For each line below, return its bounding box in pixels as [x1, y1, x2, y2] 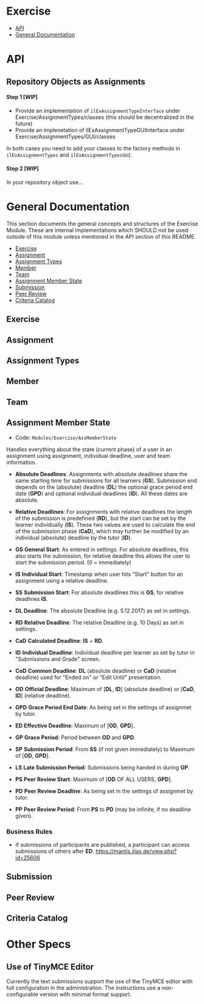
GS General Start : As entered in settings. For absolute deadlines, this [15, 546, 189, 553]
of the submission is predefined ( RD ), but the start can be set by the [15, 514, 186, 522]
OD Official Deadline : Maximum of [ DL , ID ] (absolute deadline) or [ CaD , [15, 685, 195, 692]
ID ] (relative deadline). [15, 692, 71, 699]
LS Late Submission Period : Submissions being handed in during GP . [15, 764, 190, 771]
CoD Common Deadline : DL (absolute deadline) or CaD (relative [15, 667, 177, 674]
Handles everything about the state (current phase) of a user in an [6, 446, 172, 453]
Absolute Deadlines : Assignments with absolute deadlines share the [15, 470, 188, 477]
